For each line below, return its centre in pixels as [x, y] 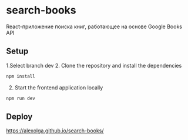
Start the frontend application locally [59, 87]
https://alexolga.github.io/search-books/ [55, 131]
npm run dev [21, 98]
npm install [21, 76]
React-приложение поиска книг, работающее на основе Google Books [94, 26]
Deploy [19, 116]
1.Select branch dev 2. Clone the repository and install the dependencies [94, 65]
